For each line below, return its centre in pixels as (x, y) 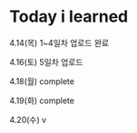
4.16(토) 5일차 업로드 (46, 62)
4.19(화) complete (42, 100)
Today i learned (69, 17)
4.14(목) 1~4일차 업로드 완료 (59, 43)
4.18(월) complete (42, 81)
